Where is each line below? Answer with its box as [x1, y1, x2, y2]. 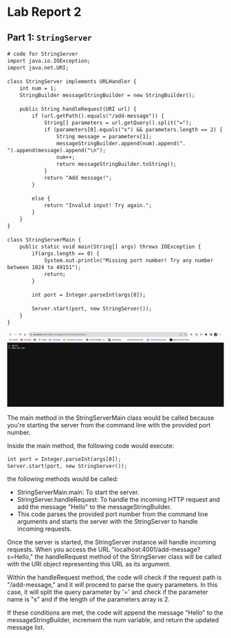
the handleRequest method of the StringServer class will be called [34, 553, 222, 561]
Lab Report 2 [7, 4, 82, 20]
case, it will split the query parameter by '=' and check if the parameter [7, 588, 208, 596]
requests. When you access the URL [7, 545, 111, 554]
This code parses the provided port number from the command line [16, 510, 208, 518]
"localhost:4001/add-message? [111, 545, 201, 554]
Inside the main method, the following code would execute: [7, 442, 175, 450]
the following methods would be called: [7, 475, 119, 483]
